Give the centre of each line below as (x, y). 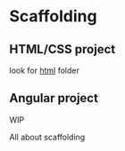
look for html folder (45, 70)
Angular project (54, 98)
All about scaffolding (47, 137)
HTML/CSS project (62, 49)
